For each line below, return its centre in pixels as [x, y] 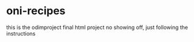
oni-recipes [36, 11]
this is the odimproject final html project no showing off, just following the [97, 27]
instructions [21, 33]
